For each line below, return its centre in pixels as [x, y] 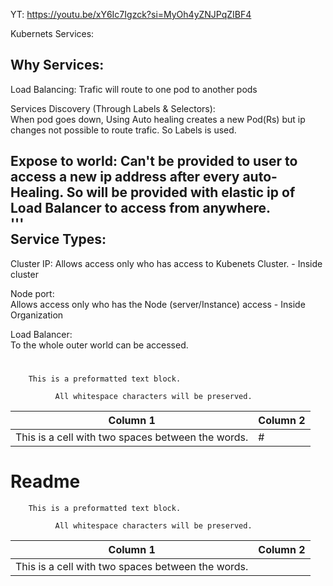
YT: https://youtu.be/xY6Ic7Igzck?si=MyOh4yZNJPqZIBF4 [131, 14]
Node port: [32, 293]
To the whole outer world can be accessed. [99, 345]
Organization [37, 315]
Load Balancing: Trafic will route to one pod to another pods [134, 89]
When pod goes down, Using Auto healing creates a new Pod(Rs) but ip [158, 119]
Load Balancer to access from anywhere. [141, 208]
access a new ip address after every [125, 177]
